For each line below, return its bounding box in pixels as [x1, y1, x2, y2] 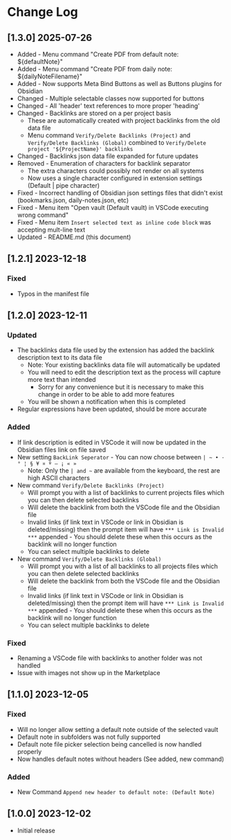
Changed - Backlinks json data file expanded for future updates [17, 152, 198, 160]
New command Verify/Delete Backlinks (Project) [17, 481, 165, 489]
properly [17, 747, 42, 755]
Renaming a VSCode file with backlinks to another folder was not [17, 654, 203, 662]
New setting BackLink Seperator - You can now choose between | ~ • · [17, 453, 225, 461]
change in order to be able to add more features [37, 390, 175, 399]
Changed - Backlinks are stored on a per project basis [17, 109, 172, 117]
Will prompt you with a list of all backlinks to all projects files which [27, 562, 219, 570]
